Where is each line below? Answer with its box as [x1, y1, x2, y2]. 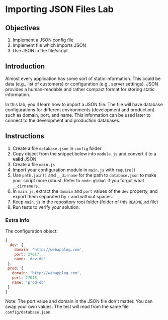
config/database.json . [5, 309, 52, 315]
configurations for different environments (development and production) [5, 107, 155, 113]
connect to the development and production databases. [5, 117, 121, 123]
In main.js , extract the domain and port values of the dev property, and [12, 188, 158, 194]
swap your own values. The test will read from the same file [5, 303, 129, 310]
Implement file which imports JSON [12, 42, 87, 48]
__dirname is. [12, 183, 39, 189]
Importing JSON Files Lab [5, 4, 114, 15]
